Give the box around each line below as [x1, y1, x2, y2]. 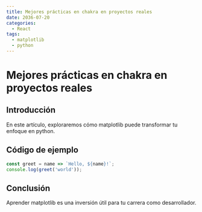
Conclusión [6, 183, 51, 193]
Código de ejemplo [6, 145, 78, 155]
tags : [6, 31, 20, 37]
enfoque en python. [6, 127, 55, 134]
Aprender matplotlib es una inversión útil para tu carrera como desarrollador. [6, 199, 197, 207]
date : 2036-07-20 [6, 14, 50, 20]
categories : [6, 20, 36, 26]
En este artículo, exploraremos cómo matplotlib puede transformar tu [6, 121, 178, 128]
